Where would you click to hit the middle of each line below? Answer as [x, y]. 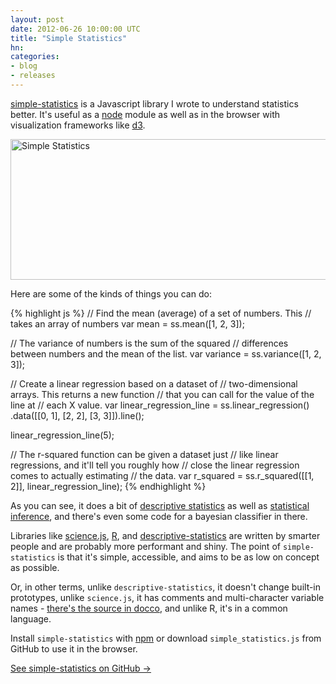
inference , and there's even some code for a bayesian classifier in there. [159, 516]
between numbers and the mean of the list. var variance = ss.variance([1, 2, [166, 353]
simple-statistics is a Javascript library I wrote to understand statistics [154, 103]
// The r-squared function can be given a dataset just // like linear [144, 454]
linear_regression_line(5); [62, 435]
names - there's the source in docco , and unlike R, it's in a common [149, 608]
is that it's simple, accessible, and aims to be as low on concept [188, 557]
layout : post [37, 19]
